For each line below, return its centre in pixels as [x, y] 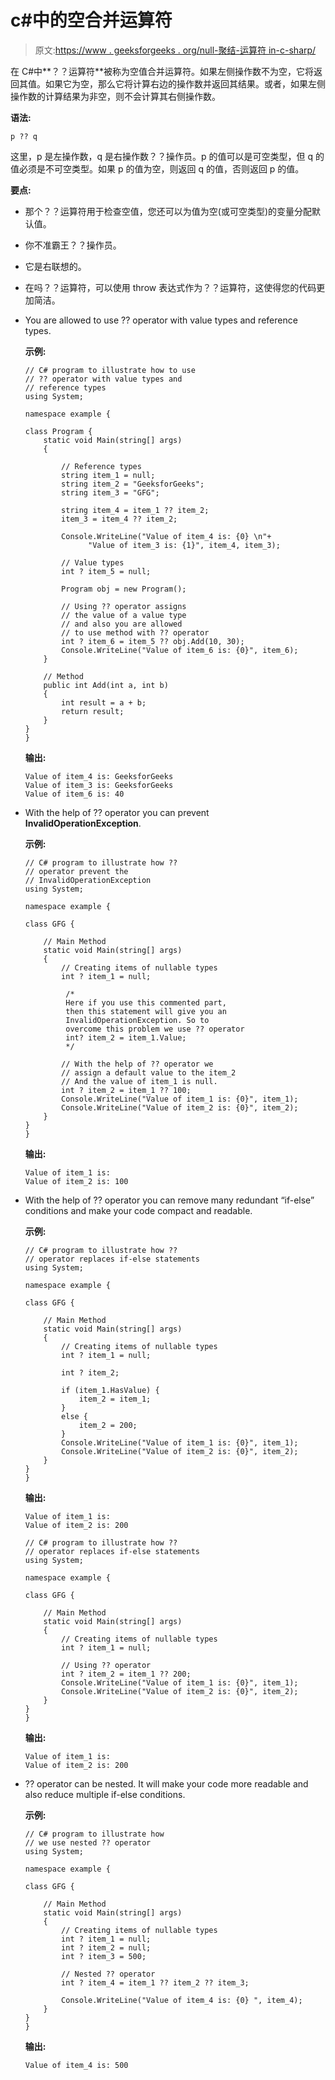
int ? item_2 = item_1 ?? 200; [126, 1674]
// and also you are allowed [122, 624]
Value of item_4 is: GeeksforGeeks [99, 776]
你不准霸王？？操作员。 [73, 245]
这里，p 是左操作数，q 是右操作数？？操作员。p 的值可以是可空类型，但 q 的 [167, 156]
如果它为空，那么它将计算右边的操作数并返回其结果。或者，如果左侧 [185, 83]
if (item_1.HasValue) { [110, 1390]
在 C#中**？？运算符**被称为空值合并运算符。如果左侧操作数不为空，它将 [162, 71]
